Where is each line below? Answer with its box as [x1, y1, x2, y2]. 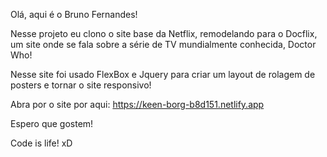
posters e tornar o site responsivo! [10, 79, 152, 91]
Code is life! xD [10, 137, 73, 149]
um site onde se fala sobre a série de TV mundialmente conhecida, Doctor [10, 39, 317, 50]
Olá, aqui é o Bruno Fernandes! [10, 9, 138, 20]
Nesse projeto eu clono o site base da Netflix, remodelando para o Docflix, [10, 28, 318, 39]
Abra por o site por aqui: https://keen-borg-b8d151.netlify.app [10, 99, 265, 110]
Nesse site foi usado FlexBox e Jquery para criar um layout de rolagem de [10, 69, 316, 80]
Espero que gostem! [10, 118, 94, 129]
